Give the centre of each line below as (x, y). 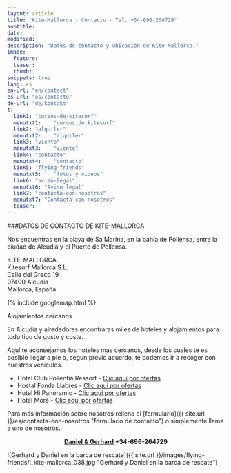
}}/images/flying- (181, 455)
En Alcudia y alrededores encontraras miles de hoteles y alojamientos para (113, 329)
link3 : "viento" (37, 142)
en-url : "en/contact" (38, 90)
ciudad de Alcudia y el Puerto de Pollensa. (67, 247)
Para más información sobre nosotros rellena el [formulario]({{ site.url (106, 413)
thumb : (23, 71)
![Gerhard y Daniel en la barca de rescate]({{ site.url (81, 455)
